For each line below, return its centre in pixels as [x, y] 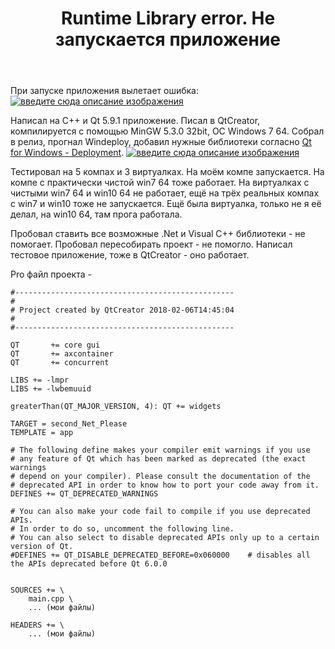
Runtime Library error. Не [168, 18]
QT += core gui [55, 345]
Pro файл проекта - [51, 274]
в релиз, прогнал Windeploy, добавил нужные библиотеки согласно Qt [161, 142]
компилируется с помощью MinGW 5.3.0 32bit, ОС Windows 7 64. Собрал [167, 131]
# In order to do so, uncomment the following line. [122, 529]
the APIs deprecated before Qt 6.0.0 [89, 564]
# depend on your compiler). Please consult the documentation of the [160, 477]
